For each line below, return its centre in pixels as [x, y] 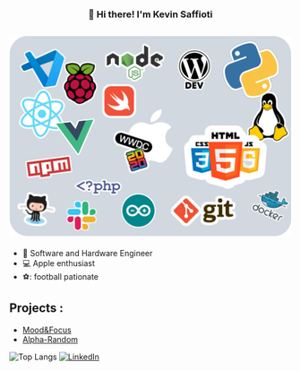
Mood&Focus [47, 330]
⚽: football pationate [60, 277]
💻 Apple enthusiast [59, 263]
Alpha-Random [50, 339]
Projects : [37, 308]
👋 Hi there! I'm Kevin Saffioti [150, 14]
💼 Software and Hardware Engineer [87, 254]
